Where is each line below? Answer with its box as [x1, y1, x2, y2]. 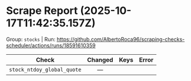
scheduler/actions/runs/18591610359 [6, 42, 96, 49]
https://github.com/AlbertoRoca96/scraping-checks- [56, 36, 185, 43]
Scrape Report [6, 4, 78, 17]
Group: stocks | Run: [6, 36, 56, 43]
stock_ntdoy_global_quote [9, 66, 82, 73]
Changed [87, 55, 113, 64]
